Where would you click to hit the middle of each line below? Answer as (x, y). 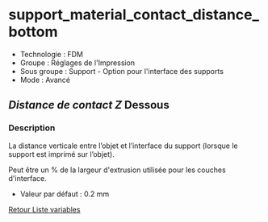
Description (32, 128)
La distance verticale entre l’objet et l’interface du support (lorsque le (123, 146)
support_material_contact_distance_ (134, 15)
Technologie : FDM (51, 54)
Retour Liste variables (44, 209)
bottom (33, 32)
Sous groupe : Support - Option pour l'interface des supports (122, 71)
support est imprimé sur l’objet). (61, 154)
